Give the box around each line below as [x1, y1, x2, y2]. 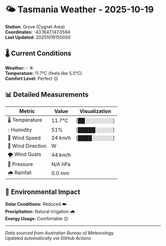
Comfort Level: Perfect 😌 [5, 75, 58, 81]
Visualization [80, 108, 111, 115]
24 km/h [51, 134, 71, 141]
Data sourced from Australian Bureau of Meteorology [5, 230, 114, 236]
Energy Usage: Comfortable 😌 [5, 216, 69, 222]
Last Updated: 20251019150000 [5, 34, 71, 40]
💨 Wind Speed [7, 134, 41, 141]
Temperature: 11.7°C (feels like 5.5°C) [5, 70, 83, 76]
